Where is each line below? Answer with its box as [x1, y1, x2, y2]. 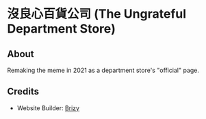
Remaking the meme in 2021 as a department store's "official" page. [7, 66, 200, 74]
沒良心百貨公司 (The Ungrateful [7, 6, 187, 22]
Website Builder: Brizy [16, 103, 80, 112]
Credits [7, 86, 40, 97]
